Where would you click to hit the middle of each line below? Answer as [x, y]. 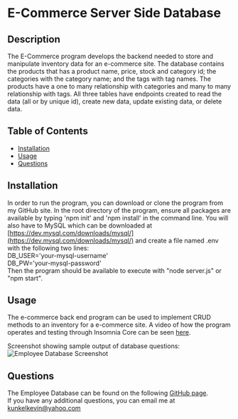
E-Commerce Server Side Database [114, 13]
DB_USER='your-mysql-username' [58, 255]
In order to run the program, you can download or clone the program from [115, 203]
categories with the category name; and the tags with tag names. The [109, 79]
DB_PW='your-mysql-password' [54, 263]
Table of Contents [48, 132]
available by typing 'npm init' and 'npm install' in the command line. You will [118, 218]
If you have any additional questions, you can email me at [91, 401]
